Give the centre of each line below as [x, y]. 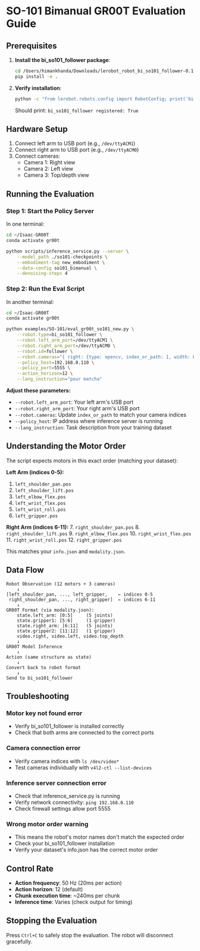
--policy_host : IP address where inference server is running [89, 421]
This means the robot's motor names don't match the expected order [99, 837]
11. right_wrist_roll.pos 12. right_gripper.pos [64, 539]
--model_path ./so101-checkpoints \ [62, 257]
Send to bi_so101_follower [40, 678]
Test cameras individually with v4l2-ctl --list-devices [83, 767]
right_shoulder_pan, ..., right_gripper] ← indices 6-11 [82, 599]
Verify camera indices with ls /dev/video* [67, 761]
